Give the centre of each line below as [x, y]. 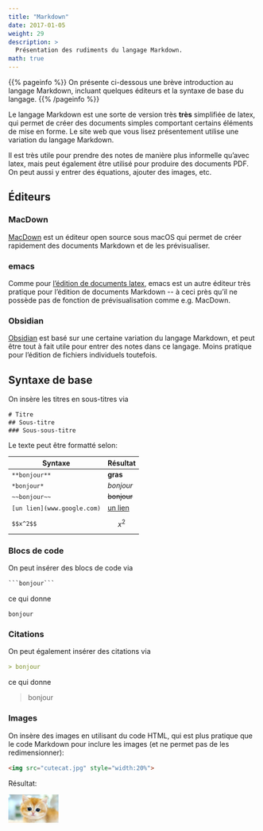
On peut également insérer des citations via [79, 651]
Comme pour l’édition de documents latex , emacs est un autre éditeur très [130, 283]
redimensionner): [37, 752]
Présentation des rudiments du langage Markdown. [99, 50]
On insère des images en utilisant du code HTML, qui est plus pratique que [130, 736]
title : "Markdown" [39, 17]
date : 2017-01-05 [37, 25]
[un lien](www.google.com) [56, 508]
